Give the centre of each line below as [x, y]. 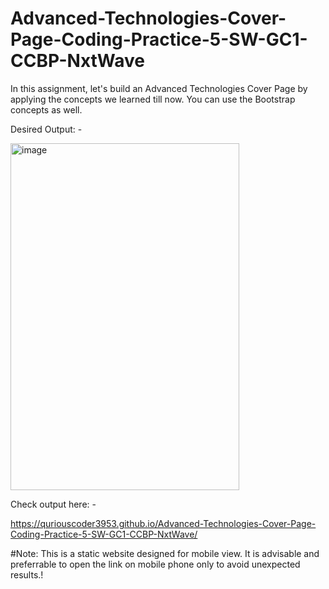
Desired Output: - [46, 129]
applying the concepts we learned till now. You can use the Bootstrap [153, 99]
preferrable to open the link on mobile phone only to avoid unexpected [155, 564]
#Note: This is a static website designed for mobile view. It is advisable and [165, 553]
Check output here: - [53, 504]
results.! [27, 574]
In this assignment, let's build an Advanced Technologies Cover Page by [159, 88]
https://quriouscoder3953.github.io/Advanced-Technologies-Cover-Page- [163, 523]
